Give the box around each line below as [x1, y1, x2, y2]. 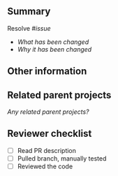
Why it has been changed [17, 45, 92, 53]
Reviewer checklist [7, 128, 92, 140]
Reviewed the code [17, 162, 73, 170]
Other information [7, 66, 87, 78]
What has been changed [17, 38, 89, 46]
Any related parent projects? [7, 108, 89, 116]
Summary [7, 6, 51, 17]
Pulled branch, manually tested [17, 154, 107, 163]
